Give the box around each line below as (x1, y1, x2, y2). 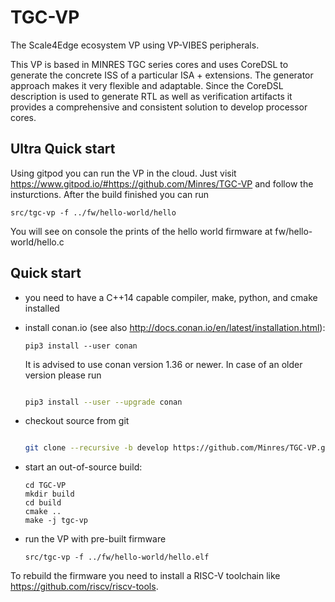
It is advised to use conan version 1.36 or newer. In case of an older (24, 358, 303, 370)
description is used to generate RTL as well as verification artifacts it (10, 90, 293, 102)
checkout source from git (24, 415, 130, 427)
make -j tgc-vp (24, 516, 89, 526)
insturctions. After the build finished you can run (10, 188, 210, 200)
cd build (24, 498, 62, 508)
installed (24, 302, 60, 314)
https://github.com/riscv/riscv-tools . (10, 581, 159, 593)
